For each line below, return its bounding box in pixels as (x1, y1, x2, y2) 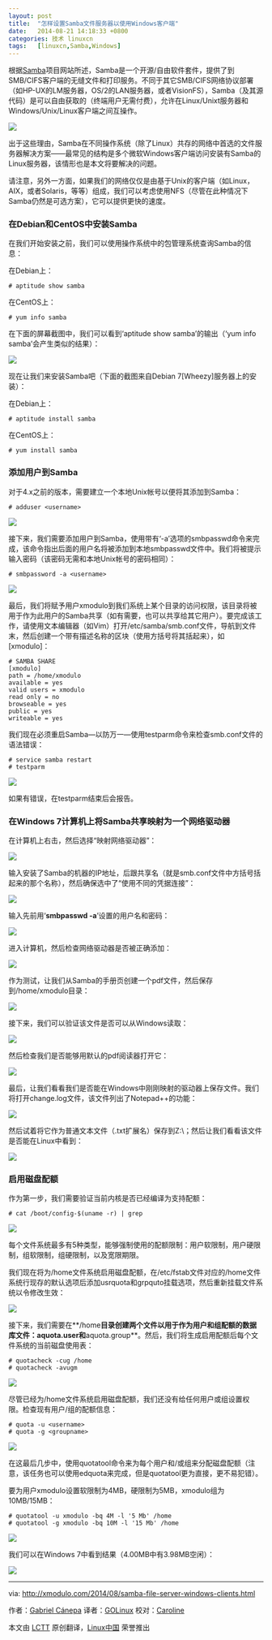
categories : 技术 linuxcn (8, 34, 93, 43)
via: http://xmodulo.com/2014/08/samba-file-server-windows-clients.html (8, 1589, 256, 1599)
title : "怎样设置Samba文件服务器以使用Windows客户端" (8, 19, 179, 28)
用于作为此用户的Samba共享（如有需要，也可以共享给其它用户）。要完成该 (8, 611, 255, 620)
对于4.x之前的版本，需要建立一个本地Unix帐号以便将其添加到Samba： (8, 486, 241, 496)
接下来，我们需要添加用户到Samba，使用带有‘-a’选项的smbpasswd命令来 (8, 533, 253, 543)
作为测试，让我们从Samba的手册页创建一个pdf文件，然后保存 (8, 976, 214, 986)
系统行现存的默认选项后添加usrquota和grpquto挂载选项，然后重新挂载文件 (8, 1278, 257, 1288)
